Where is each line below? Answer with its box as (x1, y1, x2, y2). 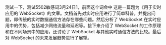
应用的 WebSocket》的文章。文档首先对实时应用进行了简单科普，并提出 (5, 10, 152, 16)
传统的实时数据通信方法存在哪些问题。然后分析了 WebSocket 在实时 (18, 17, 157, 22)
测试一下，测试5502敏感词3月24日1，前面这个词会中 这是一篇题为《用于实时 (5, 4, 162, 10)
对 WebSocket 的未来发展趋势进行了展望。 (5, 35, 92, 41)
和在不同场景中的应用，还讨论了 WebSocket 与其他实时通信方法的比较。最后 (5, 29, 162, 34)
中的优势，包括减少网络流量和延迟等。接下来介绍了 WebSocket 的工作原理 (9, 22, 162, 28)
